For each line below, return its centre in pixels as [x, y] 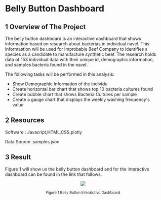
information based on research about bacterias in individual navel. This [77, 44]
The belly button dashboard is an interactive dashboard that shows [73, 38]
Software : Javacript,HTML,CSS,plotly [44, 132]
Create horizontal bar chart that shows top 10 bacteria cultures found [82, 89]
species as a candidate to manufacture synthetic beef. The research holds [81, 54]
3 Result [18, 157]
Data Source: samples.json [32, 141]
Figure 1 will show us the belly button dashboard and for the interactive [77, 169]
